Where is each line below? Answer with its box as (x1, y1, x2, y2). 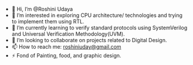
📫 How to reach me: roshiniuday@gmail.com (11, 43, 121, 50)
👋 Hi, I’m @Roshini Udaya (11, 6, 73, 12)
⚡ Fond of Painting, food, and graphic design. (11, 52, 121, 59)
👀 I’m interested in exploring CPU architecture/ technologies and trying (11, 12, 183, 19)
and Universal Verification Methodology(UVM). (11, 30, 125, 37)
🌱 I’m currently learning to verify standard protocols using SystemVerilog (11, 24, 188, 31)
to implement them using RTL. (11, 18, 84, 25)
